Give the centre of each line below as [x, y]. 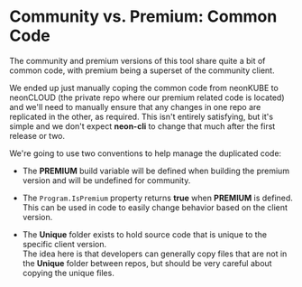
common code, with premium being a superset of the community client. [142, 70]
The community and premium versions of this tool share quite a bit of [137, 60]
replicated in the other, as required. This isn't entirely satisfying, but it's [141, 116]
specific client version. [64, 244]
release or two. [37, 135]
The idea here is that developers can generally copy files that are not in [155, 254]
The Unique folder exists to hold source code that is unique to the [145, 234]
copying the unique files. [68, 273]
